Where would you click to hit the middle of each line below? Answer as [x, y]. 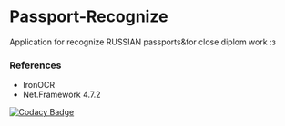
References [36, 65]
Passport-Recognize [89, 17]
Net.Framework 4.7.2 [62, 95]
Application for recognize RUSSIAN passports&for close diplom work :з [142, 42]
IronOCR [39, 85]
